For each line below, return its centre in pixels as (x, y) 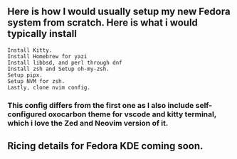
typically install (42, 34)
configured (27, 114)
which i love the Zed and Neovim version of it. (88, 123)
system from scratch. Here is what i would (102, 23)
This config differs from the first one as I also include (101, 105)
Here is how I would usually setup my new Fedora (119, 12)
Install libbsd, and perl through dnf (65, 62)
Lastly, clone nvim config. (49, 87)
